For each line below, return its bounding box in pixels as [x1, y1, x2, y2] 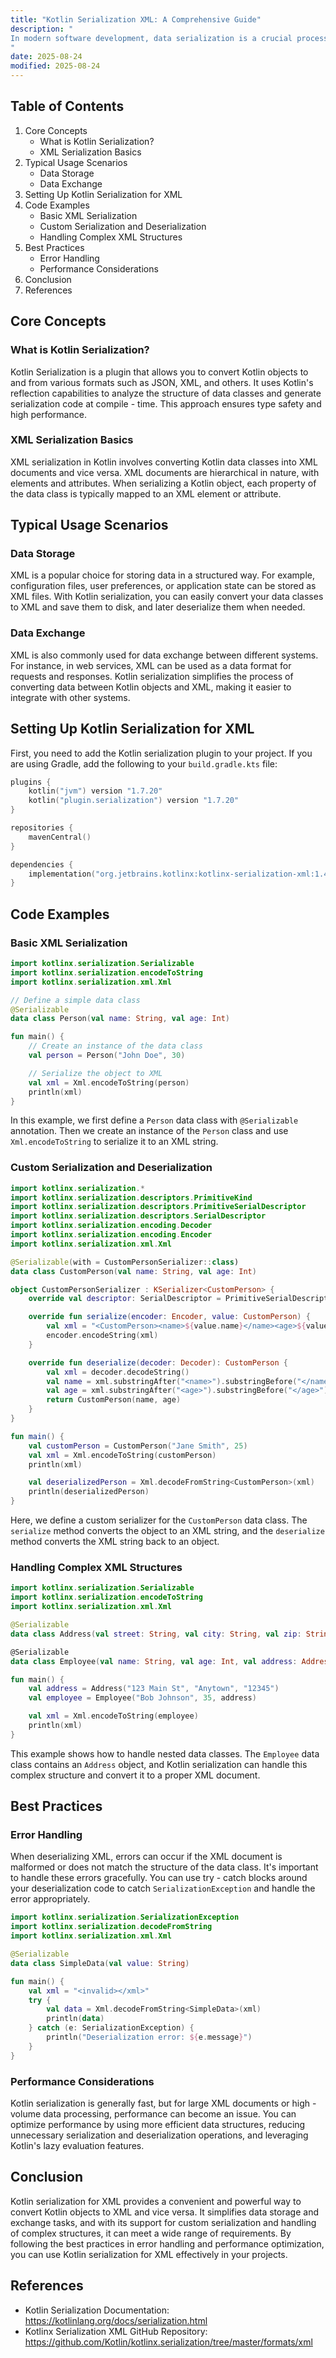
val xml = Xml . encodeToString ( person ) [28, 1077, 190, 1088]
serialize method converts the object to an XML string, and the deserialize [10, 1525, 325, 1537]
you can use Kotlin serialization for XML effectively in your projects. [10, 2248, 288, 2260]
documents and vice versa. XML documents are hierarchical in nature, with [10, 466, 320, 478]
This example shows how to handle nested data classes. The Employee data [10, 1747, 320, 1760]
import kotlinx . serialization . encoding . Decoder [10, 1221, 213, 1231]
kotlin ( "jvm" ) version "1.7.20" [28, 786, 163, 796]
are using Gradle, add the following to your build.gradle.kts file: [10, 757, 278, 770]
